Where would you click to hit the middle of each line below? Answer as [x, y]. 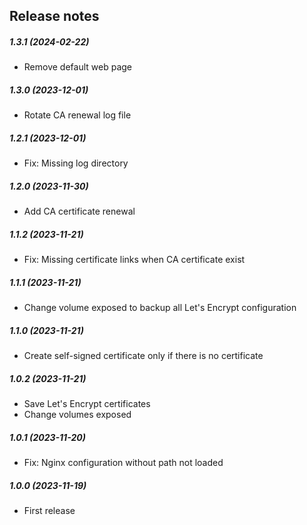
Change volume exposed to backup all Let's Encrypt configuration [160, 308]
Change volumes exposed [77, 415]
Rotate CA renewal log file [77, 115]
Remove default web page [77, 67]
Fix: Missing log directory [76, 163]
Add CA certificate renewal [79, 211]
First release [49, 511]
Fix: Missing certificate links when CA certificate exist [134, 260]
